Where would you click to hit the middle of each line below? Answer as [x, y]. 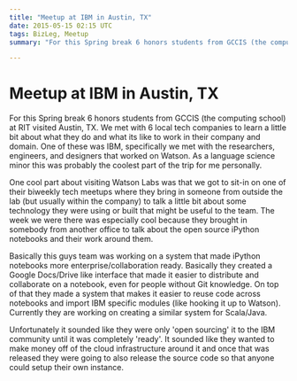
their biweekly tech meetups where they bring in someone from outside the [146, 192]
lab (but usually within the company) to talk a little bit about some [128, 201]
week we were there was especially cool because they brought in [128, 220]
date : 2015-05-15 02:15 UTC [61, 26]
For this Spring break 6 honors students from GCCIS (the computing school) [148, 118]
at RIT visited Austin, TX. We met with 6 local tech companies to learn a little [148, 128]
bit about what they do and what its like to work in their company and [135, 137]
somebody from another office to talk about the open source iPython [134, 229]
